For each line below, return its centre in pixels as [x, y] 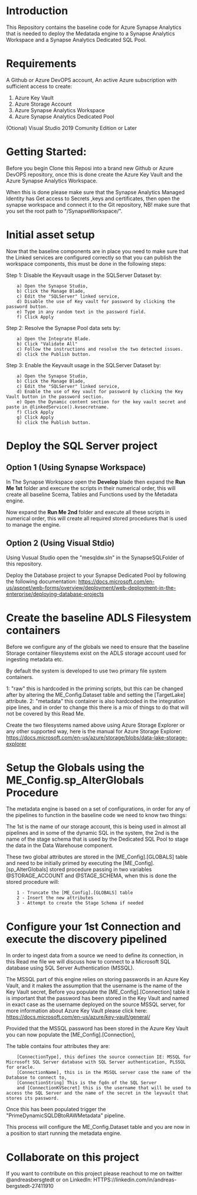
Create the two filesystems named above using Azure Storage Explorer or [96, 725]
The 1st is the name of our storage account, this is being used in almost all [96, 827]
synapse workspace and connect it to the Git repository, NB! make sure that [98, 204]
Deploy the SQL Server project [82, 445]
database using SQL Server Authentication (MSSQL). [70, 968]
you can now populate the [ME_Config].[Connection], [71, 1035]
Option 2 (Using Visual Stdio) [60, 543]
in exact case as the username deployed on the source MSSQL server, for [96, 1004]
